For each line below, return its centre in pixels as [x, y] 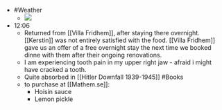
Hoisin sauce [53, 92]
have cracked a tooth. [55, 70]
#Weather [28, 10]
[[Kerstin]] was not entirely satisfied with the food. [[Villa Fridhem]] [120, 40]
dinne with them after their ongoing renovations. [93, 55]
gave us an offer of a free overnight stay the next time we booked [118, 47]
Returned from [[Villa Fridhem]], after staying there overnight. [112, 33]
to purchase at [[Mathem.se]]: [67, 84]
